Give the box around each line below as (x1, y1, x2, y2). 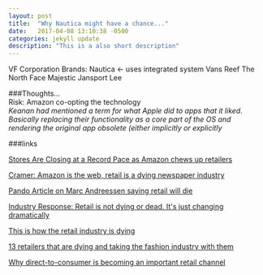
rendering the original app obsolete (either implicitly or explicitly (8, 123, 222, 133)
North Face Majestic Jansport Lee (8, 73, 123, 83)
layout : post (8, 11, 53, 20)
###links (8, 139, 38, 148)
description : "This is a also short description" (8, 42, 180, 50)
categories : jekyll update (8, 34, 100, 43)
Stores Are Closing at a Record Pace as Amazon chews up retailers (8, 155, 233, 165)
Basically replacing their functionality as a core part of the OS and (8, 114, 231, 124)
